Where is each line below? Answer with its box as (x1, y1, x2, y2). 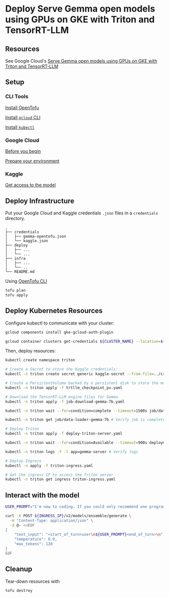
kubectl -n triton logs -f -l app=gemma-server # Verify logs (5, 449, 138, 454)
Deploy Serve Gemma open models (5, 3, 155, 15)
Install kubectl (5, 124, 35, 130)
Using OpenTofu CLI (5, 278, 47, 284)
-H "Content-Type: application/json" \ (10, 518, 94, 523)
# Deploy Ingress (5, 458, 42, 463)
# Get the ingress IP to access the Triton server (5, 472, 114, 477)
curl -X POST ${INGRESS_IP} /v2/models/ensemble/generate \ (5, 513, 132, 518)
